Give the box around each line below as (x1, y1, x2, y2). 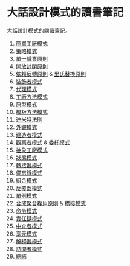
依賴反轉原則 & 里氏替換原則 (15, 70, 86, 77)
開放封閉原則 (15, 62, 48, 70)
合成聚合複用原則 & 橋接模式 (15, 199, 86, 207)
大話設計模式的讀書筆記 (7, 5, 124, 19)
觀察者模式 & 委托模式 (15, 138, 70, 146)
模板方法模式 (15, 108, 48, 116)
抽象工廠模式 (15, 146, 48, 153)
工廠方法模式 (15, 93, 48, 100)
